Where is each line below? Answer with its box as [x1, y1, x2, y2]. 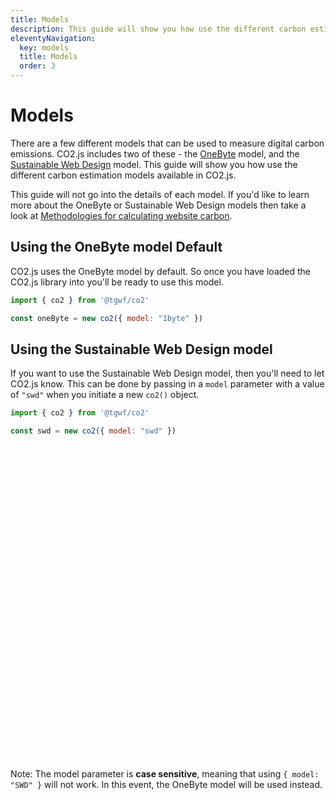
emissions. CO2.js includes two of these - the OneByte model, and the [10, 147, 300, 160]
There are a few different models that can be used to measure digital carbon [10, 137, 325, 149]
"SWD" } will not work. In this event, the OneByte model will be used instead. [10, 779, 323, 791]
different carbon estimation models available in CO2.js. [10, 169, 237, 181]
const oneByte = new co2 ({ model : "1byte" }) [10, 313, 203, 323]
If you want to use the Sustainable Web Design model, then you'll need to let [10, 367, 325, 380]
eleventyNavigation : [10, 33, 97, 43]
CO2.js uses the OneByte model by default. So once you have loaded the [10, 265, 312, 277]
